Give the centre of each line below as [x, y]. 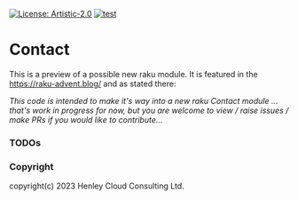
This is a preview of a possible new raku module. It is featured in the [134, 74]
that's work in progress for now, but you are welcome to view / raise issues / [149, 110]
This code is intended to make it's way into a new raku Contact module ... [144, 100]
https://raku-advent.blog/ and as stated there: [93, 84]
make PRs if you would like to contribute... [86, 119]
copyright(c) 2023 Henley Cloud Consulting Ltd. [97, 186]
